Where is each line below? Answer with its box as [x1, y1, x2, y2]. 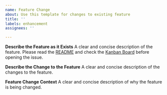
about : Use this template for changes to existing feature [5, 12, 131, 17]
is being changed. [5, 84, 42, 90]
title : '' [5, 16, 26, 21]
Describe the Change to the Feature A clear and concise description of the [5, 64, 160, 70]
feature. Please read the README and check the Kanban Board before [5, 49, 150, 55]
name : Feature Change [5, 7, 50, 12]
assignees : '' [5, 26, 35, 31]
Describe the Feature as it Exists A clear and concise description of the [5, 44, 153, 50]
